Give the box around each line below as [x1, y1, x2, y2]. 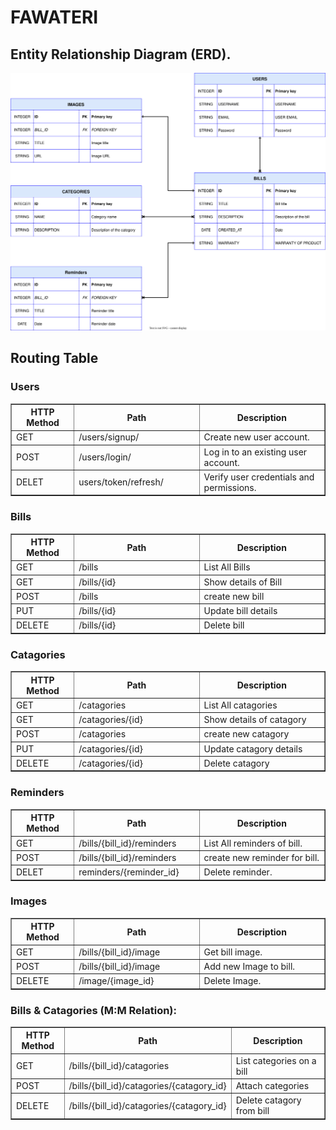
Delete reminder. [203, 866, 273, 878]
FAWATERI [10, 6, 99, 29]
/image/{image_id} [78, 975, 155, 987]
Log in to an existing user [203, 446, 308, 458]
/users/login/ [78, 451, 132, 463]
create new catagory [203, 728, 290, 740]
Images [10, 894, 48, 908]
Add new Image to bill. [203, 960, 296, 972]
